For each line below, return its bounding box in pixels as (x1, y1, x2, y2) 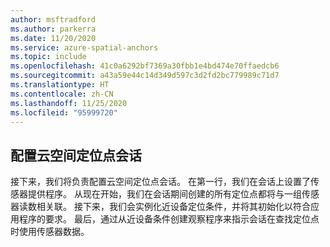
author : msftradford (10, 14, 97, 25)
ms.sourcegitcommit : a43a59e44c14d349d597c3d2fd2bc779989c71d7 (10, 71, 280, 81)
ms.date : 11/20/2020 (10, 33, 97, 43)
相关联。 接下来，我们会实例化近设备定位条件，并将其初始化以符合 (36, 201, 311, 213)
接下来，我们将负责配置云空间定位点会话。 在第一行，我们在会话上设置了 (10, 176, 311, 188)
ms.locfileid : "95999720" (10, 107, 118, 118)
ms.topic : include (10, 52, 87, 62)
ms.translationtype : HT (10, 80, 110, 90)
